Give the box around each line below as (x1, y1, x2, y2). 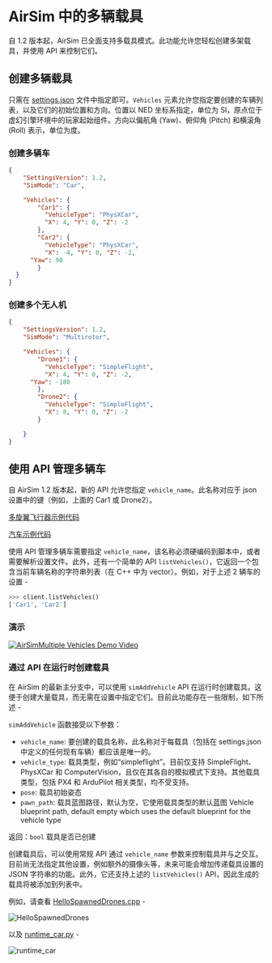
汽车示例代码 (8, 529, 51, 539)
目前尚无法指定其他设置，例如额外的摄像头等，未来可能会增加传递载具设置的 (8, 859, 264, 868)
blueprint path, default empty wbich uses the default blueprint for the (19, 806, 252, 816)
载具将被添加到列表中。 (8, 879, 87, 889)
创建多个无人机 (8, 299, 67, 311)
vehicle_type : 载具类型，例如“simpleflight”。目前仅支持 (19, 757, 206, 766)
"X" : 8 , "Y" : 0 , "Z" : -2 (44, 408, 129, 417)
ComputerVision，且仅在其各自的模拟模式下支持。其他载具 (64, 766, 261, 777)
